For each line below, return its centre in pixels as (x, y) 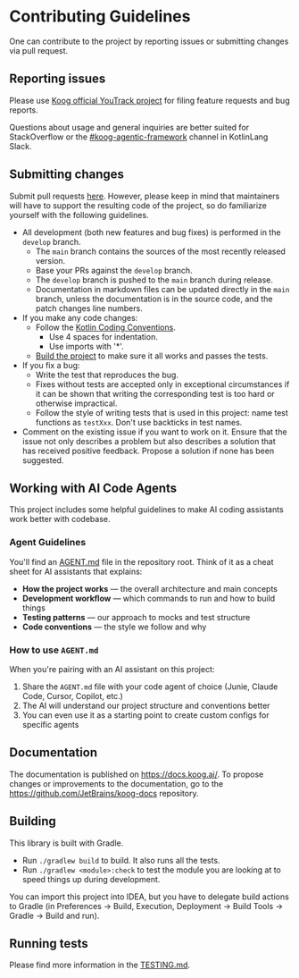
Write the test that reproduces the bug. (107, 375)
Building (33, 821)
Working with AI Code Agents (93, 488)
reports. (24, 110)
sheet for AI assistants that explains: (76, 571)
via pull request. (39, 50)
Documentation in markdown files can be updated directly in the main (162, 289)
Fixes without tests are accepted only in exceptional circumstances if (162, 384)
